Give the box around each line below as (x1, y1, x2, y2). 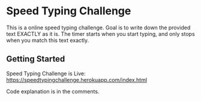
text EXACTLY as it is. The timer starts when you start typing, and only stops (6, 30, 195, 37)
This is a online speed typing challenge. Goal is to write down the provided (6, 24, 191, 31)
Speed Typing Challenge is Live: (6, 70, 86, 77)
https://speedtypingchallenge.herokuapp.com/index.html (6, 76, 148, 83)
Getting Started (6, 54, 65, 64)
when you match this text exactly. (6, 36, 89, 44)
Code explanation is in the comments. (6, 88, 100, 95)
